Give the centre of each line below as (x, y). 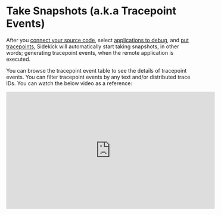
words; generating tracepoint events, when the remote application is (90, 52)
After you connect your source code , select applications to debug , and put (98, 40)
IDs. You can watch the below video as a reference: (69, 83)
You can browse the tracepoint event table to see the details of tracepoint (97, 70)
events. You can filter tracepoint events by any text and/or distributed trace (98, 77)
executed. (18, 59)
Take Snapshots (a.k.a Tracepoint (91, 11)
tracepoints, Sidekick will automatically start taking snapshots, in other (93, 46)
